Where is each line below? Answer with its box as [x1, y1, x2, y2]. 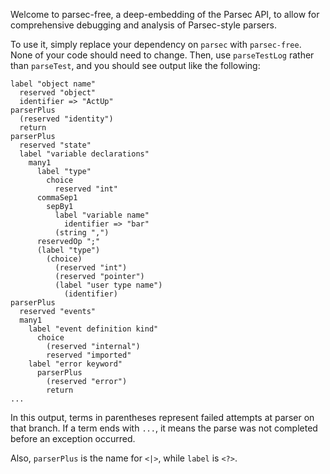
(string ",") [54, 228, 110, 238]
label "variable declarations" [19, 149, 150, 159]
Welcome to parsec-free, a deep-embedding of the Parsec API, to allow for [10, 9, 320, 20]
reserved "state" [19, 140, 92, 150]
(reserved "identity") [19, 114, 114, 124]
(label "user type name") [54, 280, 163, 290]
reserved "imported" [46, 350, 132, 360]
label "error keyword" [28, 359, 123, 369]
